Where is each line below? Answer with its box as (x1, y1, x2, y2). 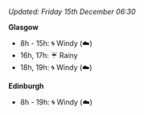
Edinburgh (8, 81, 44, 91)
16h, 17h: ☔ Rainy (19, 51, 78, 60)
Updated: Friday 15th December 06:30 (8, 7, 136, 16)
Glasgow (8, 23, 39, 31)
